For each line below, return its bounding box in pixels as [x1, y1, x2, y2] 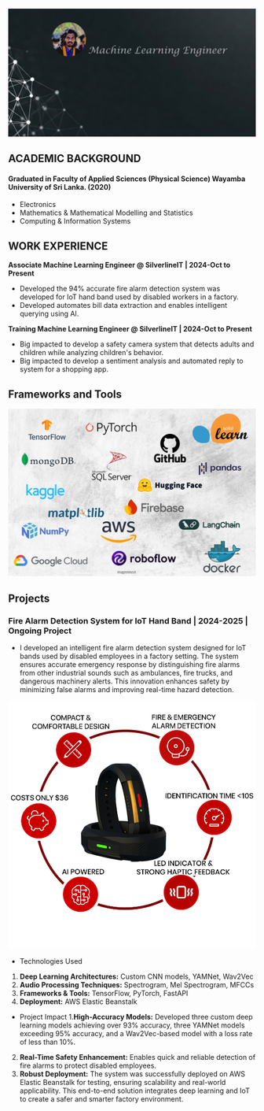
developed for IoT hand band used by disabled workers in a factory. [19, 292, 240, 302]
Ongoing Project [8, 625, 72, 636]
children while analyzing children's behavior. [19, 348, 164, 357]
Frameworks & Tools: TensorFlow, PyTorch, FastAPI [19, 988, 189, 998]
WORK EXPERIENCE [8, 239, 108, 253]
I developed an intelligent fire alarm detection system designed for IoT [19, 643, 247, 652]
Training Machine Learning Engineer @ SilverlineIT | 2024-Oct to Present [8, 324, 253, 334]
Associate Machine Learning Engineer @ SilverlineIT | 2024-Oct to [8, 261, 231, 270]
